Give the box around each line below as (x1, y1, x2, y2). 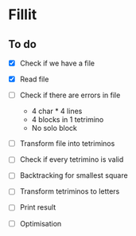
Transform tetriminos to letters (19, 187, 120, 196)
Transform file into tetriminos (19, 139, 115, 148)
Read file (19, 74, 49, 85)
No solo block (31, 124, 78, 133)
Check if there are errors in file (19, 90, 121, 100)
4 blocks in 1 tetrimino (31, 115, 104, 124)
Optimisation (19, 218, 62, 228)
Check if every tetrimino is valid (19, 155, 124, 164)
